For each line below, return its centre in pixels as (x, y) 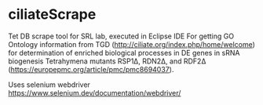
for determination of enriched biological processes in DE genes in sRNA (124, 52)
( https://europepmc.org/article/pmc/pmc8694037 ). (91, 69)
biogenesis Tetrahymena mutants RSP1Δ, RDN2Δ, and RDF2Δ (107, 61)
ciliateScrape (52, 14)
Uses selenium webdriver (49, 85)
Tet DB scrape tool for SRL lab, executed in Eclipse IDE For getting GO (121, 36)
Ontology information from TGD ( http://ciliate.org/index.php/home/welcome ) (131, 44)
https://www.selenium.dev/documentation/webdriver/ (95, 92)
